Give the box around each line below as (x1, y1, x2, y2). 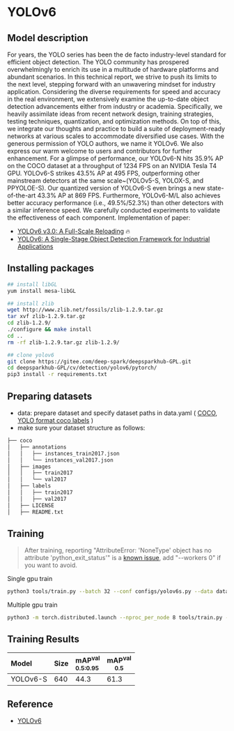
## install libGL (7, 280, 58, 288)
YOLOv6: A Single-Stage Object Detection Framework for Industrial (17, 235, 210, 243)
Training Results (7, 633, 80, 645)
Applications (17, 242, 54, 250)
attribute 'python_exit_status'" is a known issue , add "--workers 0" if (24, 554, 221, 562)
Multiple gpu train (7, 601, 58, 609)
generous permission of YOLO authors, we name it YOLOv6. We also (7, 140, 204, 147)
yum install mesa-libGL (7, 287, 77, 294)
